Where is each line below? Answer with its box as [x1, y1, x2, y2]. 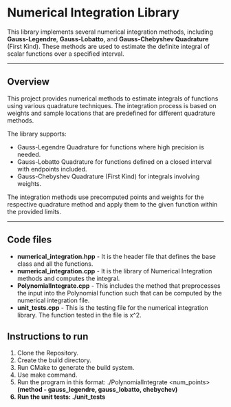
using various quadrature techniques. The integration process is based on [7, 101, 217, 109]
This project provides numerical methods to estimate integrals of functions [7, 94, 219, 103]
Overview [7, 76, 50, 87]
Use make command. [16, 371, 78, 379]
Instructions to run [7, 331, 89, 342]
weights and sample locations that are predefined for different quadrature [7, 109, 215, 117]
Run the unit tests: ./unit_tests [16, 393, 106, 401]
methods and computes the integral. [16, 274, 120, 282]
